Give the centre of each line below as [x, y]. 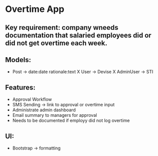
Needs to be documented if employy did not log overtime [71, 121]
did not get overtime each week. [56, 43]
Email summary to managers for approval [55, 115]
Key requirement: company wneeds [62, 28]
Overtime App [35, 9]
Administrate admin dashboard [44, 110]
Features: [20, 87]
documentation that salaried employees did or [78, 35]
